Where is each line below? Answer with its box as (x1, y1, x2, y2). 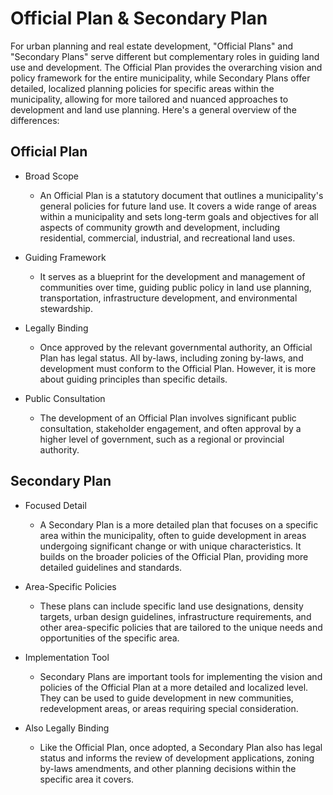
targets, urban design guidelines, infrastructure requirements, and (39, 610, 312, 622)
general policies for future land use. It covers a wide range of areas (39, 200, 317, 212)
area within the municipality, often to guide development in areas (39, 529, 307, 541)
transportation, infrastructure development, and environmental (39, 292, 298, 304)
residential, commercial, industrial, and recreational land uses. (39, 232, 296, 244)
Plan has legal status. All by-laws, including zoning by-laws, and (39, 352, 304, 364)
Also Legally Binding (24, 722, 110, 734)
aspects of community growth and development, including (39, 221, 281, 233)
